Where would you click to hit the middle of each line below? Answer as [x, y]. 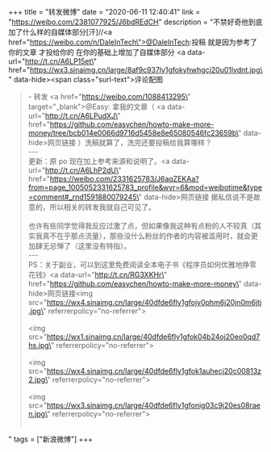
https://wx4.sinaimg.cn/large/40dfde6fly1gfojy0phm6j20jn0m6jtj [154, 302]
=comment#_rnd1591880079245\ [83, 197]
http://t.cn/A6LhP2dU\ [81, 170]
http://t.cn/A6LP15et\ [59, 61]
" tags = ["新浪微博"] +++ [51, 439]
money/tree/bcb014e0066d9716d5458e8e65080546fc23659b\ [133, 133]
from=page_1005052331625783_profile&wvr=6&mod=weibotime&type [145, 187]
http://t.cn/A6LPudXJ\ [81, 116]
